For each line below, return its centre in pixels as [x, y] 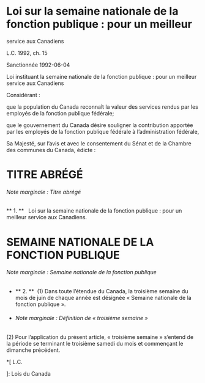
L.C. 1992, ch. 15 [27, 53]
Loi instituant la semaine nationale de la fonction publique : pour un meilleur [102, 76]
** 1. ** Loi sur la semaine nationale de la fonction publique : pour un [94, 211]
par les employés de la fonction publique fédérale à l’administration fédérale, [103, 131]
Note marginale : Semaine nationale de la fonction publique [82, 272]
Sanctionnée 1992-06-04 [38, 65]
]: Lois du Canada [28, 373]
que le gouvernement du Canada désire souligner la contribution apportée [100, 125]
